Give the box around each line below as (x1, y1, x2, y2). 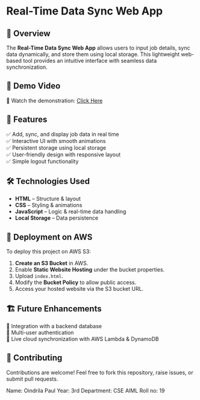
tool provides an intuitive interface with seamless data (23, 57, 157, 64)
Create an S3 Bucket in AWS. (14, 259, 89, 267)
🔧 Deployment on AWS (6, 232, 93, 242)
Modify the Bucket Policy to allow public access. (14, 279, 137, 286)
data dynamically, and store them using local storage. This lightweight (6, 51, 180, 58)
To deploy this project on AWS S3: (6, 248, 92, 255)
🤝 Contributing (6, 353, 63, 363)
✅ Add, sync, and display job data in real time (6, 130, 119, 138)
